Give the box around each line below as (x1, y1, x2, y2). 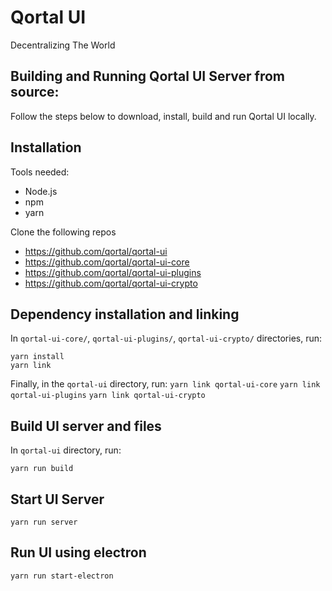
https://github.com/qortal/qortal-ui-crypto (24, 277, 198, 289)
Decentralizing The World (10, 39, 116, 51)
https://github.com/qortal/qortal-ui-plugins (24, 266, 202, 278)
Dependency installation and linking (10, 306, 240, 323)
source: (10, 84, 60, 101)
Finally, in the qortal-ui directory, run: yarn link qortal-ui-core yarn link (10, 378, 321, 390)
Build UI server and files (10, 417, 162, 435)
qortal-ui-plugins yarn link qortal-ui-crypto (10, 391, 206, 401)
